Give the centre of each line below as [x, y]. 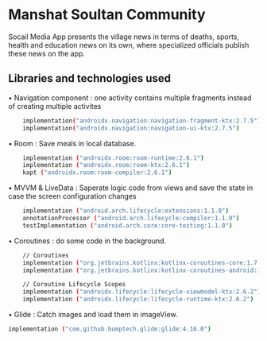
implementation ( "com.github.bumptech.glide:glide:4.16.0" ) [110, 329]
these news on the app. [47, 53]
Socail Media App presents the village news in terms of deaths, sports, [124, 37]
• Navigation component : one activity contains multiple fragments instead [130, 98]
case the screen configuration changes [72, 196]
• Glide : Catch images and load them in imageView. [93, 314]
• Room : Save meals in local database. [72, 143]
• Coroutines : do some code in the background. [87, 241]
